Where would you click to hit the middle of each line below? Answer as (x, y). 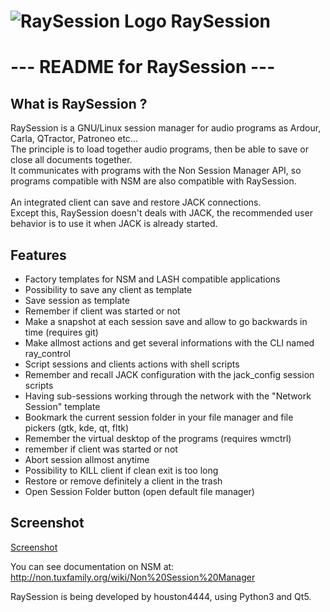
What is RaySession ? (79, 103)
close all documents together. (71, 160)
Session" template (62, 406)
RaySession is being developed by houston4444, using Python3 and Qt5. (161, 596)
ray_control (47, 353)
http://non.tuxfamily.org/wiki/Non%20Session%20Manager (133, 577)
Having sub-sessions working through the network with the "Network (168, 396)
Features (38, 255)
